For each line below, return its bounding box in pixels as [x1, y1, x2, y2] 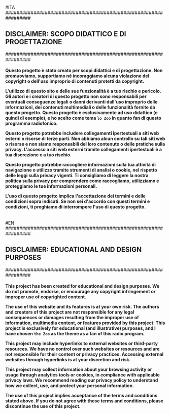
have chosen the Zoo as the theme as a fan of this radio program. [5, 330, 145, 336]
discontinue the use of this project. [5, 403, 81, 409]
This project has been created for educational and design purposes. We [5, 283, 160, 289]
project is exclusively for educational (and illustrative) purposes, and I [5, 325, 156, 331]
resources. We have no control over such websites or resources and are [5, 346, 160, 352]
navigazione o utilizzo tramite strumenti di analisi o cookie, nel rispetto [5, 167, 157, 173]
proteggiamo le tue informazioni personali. [5, 183, 97, 189]
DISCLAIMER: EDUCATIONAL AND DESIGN [5, 246, 142, 254]
